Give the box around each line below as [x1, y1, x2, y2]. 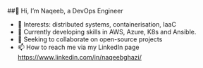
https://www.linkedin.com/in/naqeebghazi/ [17, 53, 142, 61]
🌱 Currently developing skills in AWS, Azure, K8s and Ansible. [17, 28, 197, 36]
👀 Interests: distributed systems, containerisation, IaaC [17, 20, 176, 28]
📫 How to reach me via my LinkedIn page [17, 43, 140, 51]
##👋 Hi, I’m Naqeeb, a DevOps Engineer [7, 7, 123, 15]
